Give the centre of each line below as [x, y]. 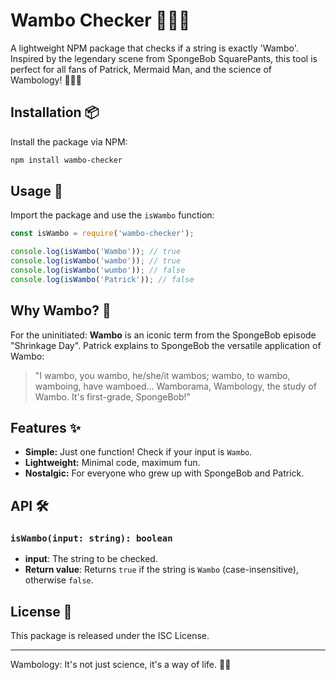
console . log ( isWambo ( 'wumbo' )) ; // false [98, 270]
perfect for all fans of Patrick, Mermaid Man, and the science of [141, 69]
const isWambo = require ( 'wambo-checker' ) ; [102, 234]
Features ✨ [45, 428]
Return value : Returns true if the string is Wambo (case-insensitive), [161, 570]
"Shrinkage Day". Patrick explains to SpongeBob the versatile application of [166, 345]
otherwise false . [59, 580]
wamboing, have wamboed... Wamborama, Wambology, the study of [175, 386]
